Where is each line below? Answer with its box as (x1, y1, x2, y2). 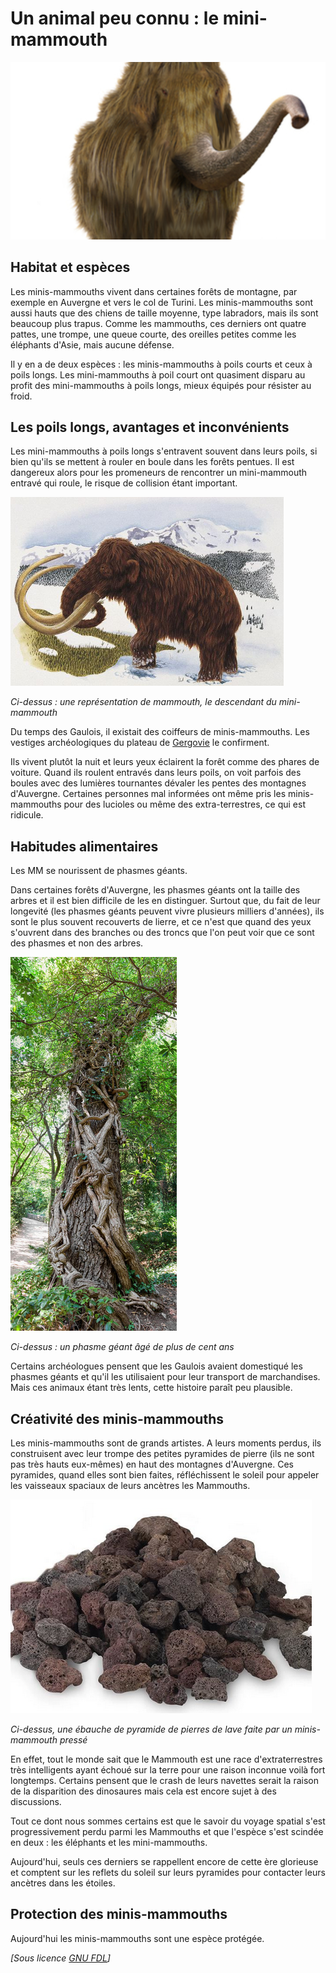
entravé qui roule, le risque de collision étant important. (10, 477, 238, 489)
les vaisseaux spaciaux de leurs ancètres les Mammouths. (10, 1480, 251, 1492)
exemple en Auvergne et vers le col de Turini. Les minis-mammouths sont (10, 296, 314, 308)
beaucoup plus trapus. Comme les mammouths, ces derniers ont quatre (10, 317, 307, 329)
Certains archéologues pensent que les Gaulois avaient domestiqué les (10, 1360, 303, 1372)
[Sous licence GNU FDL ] (10, 1952, 111, 1964)
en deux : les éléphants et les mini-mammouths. (10, 1837, 208, 1849)
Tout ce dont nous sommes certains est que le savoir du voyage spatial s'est (10, 1815, 326, 1827)
